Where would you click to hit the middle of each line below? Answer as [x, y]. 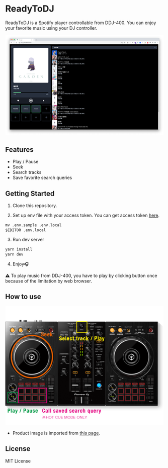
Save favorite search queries [42, 178]
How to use [23, 297]
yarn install [19, 249]
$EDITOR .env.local [26, 230]
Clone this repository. [35, 205]
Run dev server [28, 239]
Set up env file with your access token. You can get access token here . [86, 215]
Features [19, 150]
